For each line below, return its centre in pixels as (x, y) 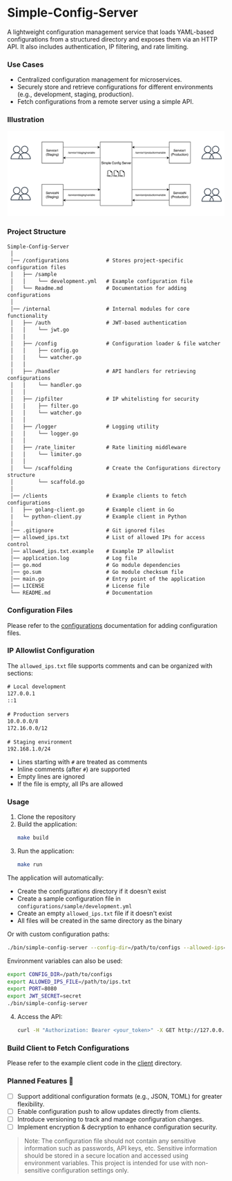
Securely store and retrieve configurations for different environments (115, 87)
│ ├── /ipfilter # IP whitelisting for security (104, 399)
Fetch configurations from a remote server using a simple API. (105, 102)
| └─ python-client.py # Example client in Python (98, 517)
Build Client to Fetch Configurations (68, 1048)
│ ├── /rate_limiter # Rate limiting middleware (98, 448)
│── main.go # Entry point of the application (108, 579)
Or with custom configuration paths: (58, 934)
